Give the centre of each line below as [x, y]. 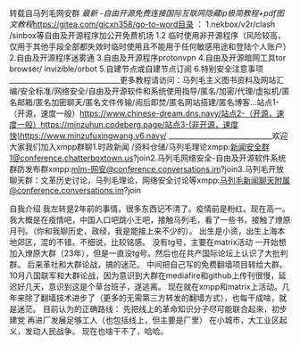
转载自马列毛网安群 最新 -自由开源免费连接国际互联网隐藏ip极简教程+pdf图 [146, 13]
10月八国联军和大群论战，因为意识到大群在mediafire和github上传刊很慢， [144, 275]
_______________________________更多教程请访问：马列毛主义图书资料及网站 [143, 80]
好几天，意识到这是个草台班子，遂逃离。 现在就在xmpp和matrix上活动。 [150, 287]
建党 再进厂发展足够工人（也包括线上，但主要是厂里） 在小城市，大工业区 [144, 320]
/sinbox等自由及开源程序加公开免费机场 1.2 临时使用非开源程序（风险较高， [147, 35]
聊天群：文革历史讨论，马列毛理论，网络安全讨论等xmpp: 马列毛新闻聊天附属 [150, 180]
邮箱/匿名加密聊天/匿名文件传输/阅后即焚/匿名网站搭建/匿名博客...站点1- [148, 102]
